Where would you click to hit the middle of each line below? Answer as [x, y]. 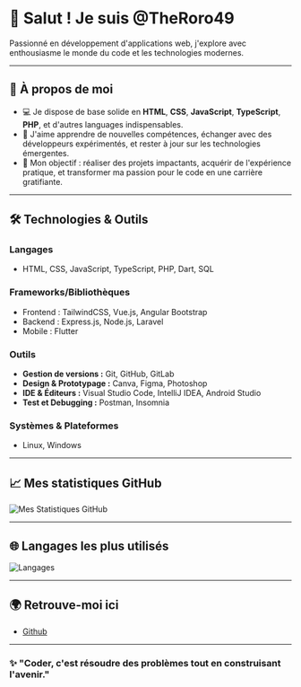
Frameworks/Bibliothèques [70, 293]
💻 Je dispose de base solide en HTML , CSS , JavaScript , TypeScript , [151, 111]
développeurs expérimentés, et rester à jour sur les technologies [142, 144]
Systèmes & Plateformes [64, 426]
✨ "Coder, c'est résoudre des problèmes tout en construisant [145, 663]
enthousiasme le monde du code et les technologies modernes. [127, 52]
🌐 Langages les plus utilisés [89, 546]
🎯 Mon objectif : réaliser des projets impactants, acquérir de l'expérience [157, 163]
